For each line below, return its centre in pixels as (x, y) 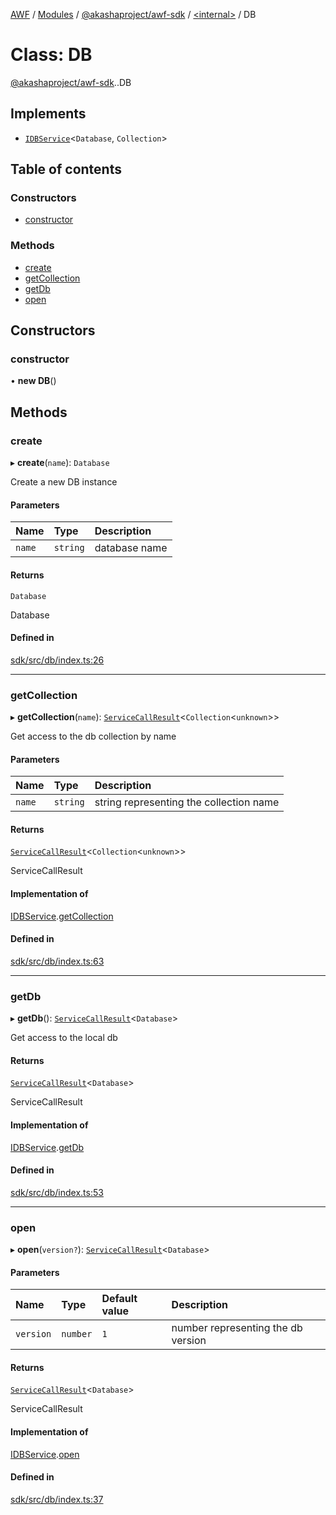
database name (131, 548)
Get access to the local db (64, 1038)
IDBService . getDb (47, 1147)
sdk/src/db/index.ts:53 (57, 1192)
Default (119, 1299)
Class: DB (51, 55)
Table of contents (66, 169)
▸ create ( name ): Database (60, 463)
